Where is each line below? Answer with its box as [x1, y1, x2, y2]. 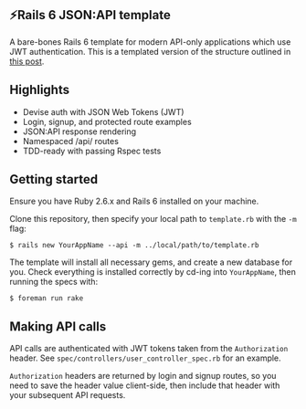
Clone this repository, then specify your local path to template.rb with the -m [9, 214, 297, 225]
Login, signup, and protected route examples [22, 116, 192, 127]
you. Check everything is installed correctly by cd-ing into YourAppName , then [9, 267, 297, 278]
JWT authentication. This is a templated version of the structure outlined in [9, 46, 291, 57]
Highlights [9, 82, 70, 98]
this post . [9, 56, 45, 67]
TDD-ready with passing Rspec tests [22, 145, 162, 156]
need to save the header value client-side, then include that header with [9, 380, 280, 391]
